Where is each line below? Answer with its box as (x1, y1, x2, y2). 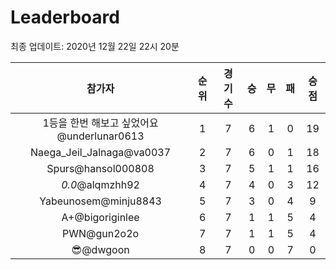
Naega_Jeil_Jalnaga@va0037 (30, 145, 172, 159)
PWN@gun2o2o (62, 226, 140, 240)
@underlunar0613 (56, 129, 145, 143)
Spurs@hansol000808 (46, 161, 155, 175)
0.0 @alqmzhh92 (61, 177, 140, 191)
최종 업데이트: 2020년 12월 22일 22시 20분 (10, 40, 180, 52)
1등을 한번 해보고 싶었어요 (42, 116, 159, 130)
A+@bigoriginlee (61, 210, 140, 224)
